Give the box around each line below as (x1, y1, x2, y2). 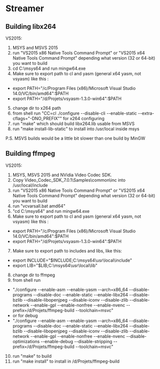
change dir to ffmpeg (12, 272, 55, 278)
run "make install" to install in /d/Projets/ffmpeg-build (12, 358, 120, 364)
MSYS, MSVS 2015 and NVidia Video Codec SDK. (12, 172, 112, 178)
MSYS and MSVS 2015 (12, 45, 58, 50)
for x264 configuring (63, 116, 105, 121)
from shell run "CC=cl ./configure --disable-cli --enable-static (12, 110, 137, 116)
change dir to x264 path (12, 105, 61, 111)
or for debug (12, 312, 38, 318)
